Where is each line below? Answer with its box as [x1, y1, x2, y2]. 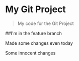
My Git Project [5, 4, 66, 15]
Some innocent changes [5, 50, 56, 56]
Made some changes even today [5, 40, 73, 46]
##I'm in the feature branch [5, 30, 62, 36]
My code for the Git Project [17, 20, 74, 26]
